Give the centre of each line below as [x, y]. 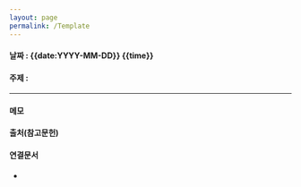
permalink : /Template [50, 26]
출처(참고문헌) [34, 133]
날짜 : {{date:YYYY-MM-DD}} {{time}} [82, 55]
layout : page [34, 17]
